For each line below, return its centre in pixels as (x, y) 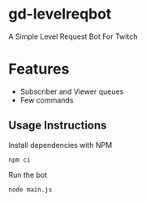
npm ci (19, 160)
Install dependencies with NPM (60, 145)
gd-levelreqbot (60, 14)
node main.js (30, 189)
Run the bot (28, 175)
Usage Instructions (58, 126)
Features (39, 69)
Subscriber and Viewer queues (72, 91)
